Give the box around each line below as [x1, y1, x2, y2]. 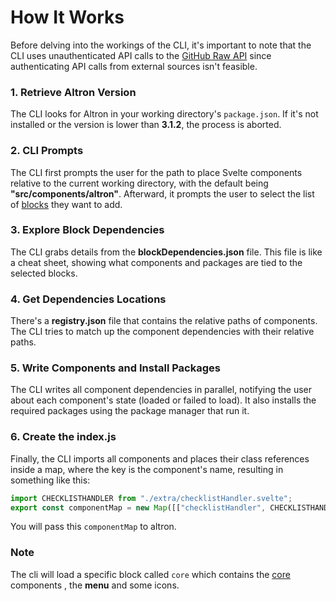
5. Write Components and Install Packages [10, 361, 221, 375]
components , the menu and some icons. [10, 579, 180, 591]
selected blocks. [10, 267, 78, 279]
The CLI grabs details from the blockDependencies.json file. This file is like [10, 246, 323, 258]
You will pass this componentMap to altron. [10, 521, 177, 533]
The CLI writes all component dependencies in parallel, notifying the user [10, 384, 313, 396]
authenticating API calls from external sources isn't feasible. [10, 60, 258, 72]
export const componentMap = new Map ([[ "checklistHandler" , [10, 502, 267, 513]
